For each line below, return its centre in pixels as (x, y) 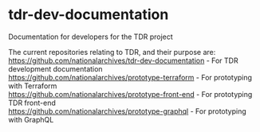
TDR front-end (32, 103)
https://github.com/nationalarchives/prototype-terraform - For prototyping (130, 77)
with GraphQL (31, 119)
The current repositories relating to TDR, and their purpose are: (112, 52)
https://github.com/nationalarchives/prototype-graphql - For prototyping (128, 111)
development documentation (55, 68)
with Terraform (33, 86)
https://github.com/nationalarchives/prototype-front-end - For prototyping (130, 94)
